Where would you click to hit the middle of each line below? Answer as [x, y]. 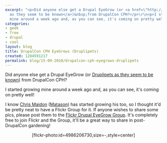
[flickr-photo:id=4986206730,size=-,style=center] [83, 135]
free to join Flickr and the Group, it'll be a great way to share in [69, 120]
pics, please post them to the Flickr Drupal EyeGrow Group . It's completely [82, 115]
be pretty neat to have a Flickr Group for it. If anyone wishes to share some [82, 110]
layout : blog [19, 47]
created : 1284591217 [27, 56]
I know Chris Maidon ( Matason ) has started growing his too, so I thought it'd [83, 104]
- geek [12, 28]
